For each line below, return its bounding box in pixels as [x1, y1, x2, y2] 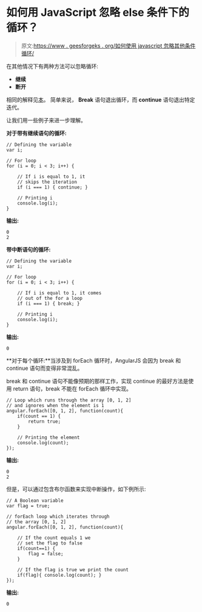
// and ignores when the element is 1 [6, 402, 104, 408]
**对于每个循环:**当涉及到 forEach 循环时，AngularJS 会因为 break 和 [6, 356, 181, 364]
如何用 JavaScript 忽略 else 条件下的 [6, 5, 189, 19]
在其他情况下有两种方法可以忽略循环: [6, 62, 99, 70]
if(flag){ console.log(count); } [17, 572, 102, 578]
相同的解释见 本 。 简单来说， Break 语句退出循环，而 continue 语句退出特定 [6, 96, 195, 103]
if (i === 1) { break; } [17, 301, 80, 307]
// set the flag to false [17, 540, 83, 546]
